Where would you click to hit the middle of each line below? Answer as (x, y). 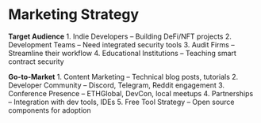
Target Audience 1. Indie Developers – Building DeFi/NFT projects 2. (120, 36)
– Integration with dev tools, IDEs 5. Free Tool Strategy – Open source (122, 102)
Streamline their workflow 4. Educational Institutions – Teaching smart (122, 53)
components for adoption (50, 110)
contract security (36, 61)
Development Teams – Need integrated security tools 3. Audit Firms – (122, 44)
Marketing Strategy (74, 15)
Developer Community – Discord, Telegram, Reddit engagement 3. (116, 85)
